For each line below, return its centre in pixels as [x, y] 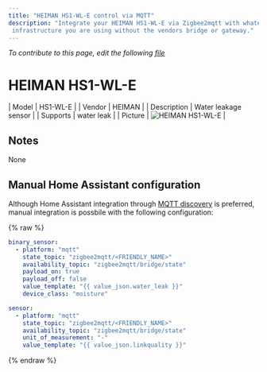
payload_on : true [51, 272]
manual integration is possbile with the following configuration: [111, 212]
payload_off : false [55, 279]
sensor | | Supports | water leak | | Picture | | [117, 115]
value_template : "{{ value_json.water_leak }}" [103, 287]
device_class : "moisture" [66, 294]
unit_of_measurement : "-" [66, 338]
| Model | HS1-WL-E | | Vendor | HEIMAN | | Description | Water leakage [125, 107]
